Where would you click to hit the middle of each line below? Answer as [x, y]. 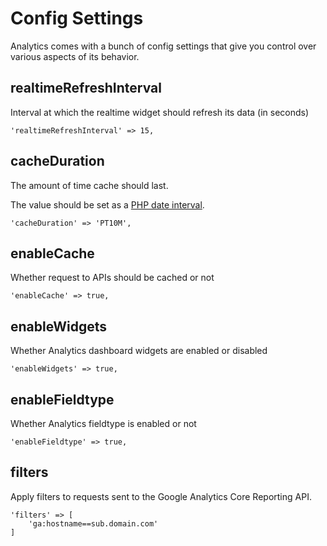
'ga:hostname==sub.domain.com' [93, 523]
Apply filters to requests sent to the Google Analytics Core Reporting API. [161, 496]
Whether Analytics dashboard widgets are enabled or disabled [139, 351]
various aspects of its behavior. [75, 56]
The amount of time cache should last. [89, 185]
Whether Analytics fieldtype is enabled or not [103, 423]
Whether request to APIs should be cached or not [112, 278]
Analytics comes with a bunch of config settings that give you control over [163, 46]
